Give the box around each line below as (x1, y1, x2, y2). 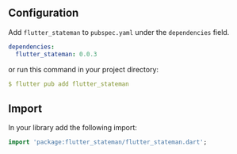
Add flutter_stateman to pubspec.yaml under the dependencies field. (8, 27, 230, 37)
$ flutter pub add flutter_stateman (8, 79, 129, 88)
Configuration (8, 6, 79, 20)
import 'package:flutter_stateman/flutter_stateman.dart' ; (8, 138, 208, 146)
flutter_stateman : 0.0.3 (15, 50, 97, 58)
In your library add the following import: (8, 123, 137, 133)
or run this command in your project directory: (8, 64, 159, 74)
